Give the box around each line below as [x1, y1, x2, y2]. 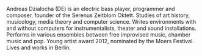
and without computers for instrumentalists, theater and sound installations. [6, 24, 197, 32]
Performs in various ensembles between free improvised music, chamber [6, 31, 191, 38]
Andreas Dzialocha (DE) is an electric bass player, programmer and [6, 5, 175, 12]
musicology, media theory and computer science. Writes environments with [6, 18, 197, 25]
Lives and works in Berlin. [6, 44, 71, 51]
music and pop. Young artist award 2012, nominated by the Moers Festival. [6, 38, 194, 44]
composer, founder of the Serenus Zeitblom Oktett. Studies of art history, [6, 12, 190, 19]
